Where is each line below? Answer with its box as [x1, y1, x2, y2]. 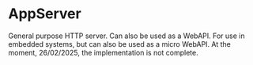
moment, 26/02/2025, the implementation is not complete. [8, 48, 199, 57]
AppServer [8, 5, 81, 23]
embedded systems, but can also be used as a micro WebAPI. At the [8, 39, 232, 48]
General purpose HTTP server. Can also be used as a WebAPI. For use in [8, 31, 245, 40]
